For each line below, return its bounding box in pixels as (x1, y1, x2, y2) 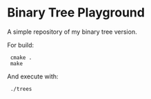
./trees (10, 85, 32, 92)
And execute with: (7, 72, 59, 80)
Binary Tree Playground (7, 5, 145, 21)
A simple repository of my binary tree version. (7, 27, 137, 36)
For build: (7, 41, 34, 49)
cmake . (10, 54, 32, 61)
